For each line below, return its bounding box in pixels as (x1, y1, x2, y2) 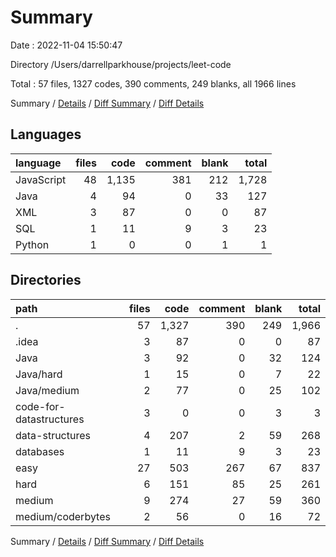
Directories (10, 272, 82, 289)
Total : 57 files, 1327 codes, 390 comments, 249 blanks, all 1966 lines (10, 77, 297, 90)
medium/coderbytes (15, 509, 111, 523)
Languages (10, 126, 82, 143)
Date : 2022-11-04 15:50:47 (10, 39, 123, 51)
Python (15, 237, 50, 251)
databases (15, 444, 65, 458)
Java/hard (15, 367, 63, 381)
